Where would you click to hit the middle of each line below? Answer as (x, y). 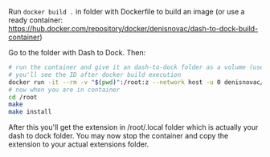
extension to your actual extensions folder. (79, 144)
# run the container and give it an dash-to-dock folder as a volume (127, 67)
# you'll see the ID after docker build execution (95, 74)
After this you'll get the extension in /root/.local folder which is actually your (133, 127)
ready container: (35, 20)
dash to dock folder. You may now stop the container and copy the (119, 136)
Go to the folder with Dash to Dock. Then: (77, 52)
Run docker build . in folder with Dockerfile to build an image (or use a (127, 12)
